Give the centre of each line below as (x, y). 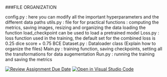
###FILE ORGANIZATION (31, 7)
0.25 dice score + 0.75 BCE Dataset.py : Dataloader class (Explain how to (80, 43)
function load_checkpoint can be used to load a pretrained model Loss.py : (82, 33)
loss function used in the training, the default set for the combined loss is (80, 38)
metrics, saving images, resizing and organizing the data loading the (75, 27)
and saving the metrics (29, 59)
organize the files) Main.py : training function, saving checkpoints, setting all (84, 49)
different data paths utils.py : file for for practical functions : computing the (82, 22)
